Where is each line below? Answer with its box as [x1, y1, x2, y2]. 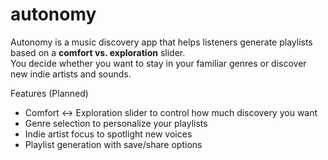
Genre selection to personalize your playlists [24, 117, 208, 129]
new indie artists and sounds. [10, 68, 132, 80]
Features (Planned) [10, 87, 89, 99]
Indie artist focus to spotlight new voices [24, 128, 193, 140]
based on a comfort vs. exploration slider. [10, 46, 186, 58]
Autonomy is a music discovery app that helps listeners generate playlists [10, 36, 313, 48]
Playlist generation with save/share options [24, 138, 203, 150]
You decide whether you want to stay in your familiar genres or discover [10, 57, 307, 69]
